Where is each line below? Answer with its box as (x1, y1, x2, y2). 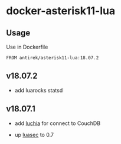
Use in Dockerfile (6, 43, 48, 50)
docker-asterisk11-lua (6, 4, 116, 18)
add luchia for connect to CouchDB (14, 120, 101, 127)
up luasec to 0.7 (14, 131, 54, 138)
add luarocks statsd (14, 87, 63, 94)
